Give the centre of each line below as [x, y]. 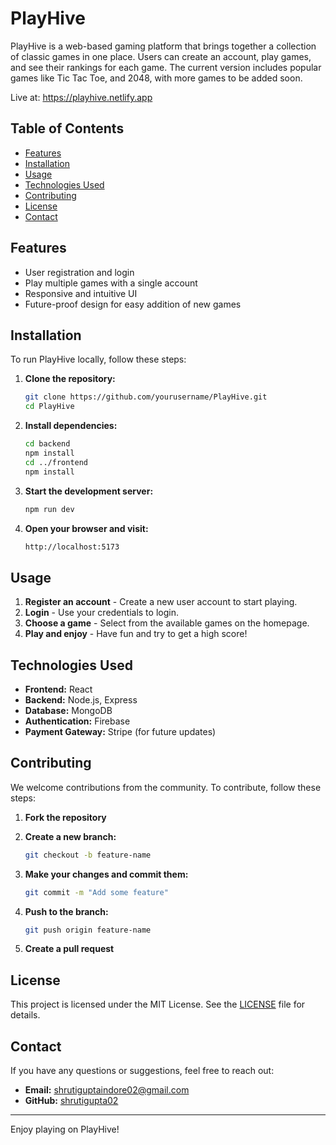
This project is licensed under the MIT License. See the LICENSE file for [158, 1004]
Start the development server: [89, 491]
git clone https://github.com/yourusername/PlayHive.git [146, 397]
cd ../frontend [56, 462]
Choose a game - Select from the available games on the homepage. [167, 623]
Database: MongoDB [68, 710]
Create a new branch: [70, 836]
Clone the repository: [70, 379]
